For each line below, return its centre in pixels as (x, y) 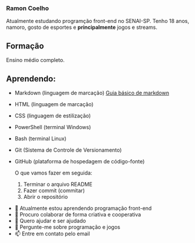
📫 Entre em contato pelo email (52, 234)
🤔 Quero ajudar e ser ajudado (50, 221)
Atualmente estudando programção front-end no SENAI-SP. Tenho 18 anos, (98, 21)
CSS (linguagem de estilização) (53, 116)
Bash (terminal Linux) (40, 138)
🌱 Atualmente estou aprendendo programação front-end (83, 208)
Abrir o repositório (46, 196)
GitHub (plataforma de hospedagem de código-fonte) (80, 161)
